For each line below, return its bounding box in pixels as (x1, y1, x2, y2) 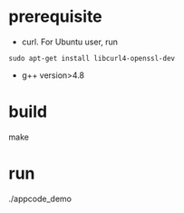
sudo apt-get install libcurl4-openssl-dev (8, 53, 176, 63)
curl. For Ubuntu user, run (21, 36, 119, 47)
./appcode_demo (8, 193, 72, 204)
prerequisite (8, 6, 103, 27)
